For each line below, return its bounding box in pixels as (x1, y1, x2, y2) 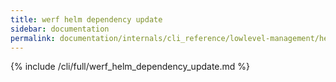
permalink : (10, 33, 56, 43)
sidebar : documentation (10, 24, 110, 34)
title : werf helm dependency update (10, 14, 163, 25)
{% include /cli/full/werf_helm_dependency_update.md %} (10, 61, 251, 73)
